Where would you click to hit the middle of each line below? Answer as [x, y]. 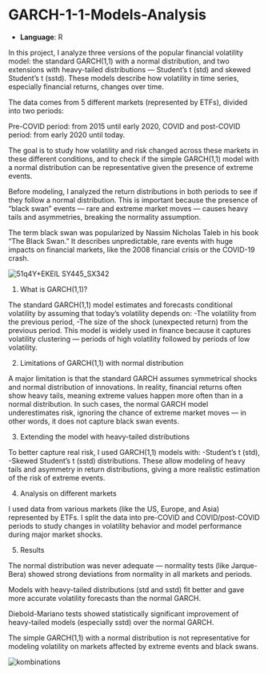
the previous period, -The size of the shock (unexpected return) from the [128, 322]
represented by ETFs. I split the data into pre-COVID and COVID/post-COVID [134, 517]
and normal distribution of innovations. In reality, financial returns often [125, 387]
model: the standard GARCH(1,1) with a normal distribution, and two [119, 61]
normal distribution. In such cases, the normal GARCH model [108, 404]
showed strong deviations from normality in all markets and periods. [140, 574]
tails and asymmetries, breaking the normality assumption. [105, 217]
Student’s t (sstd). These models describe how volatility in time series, [124, 78]
